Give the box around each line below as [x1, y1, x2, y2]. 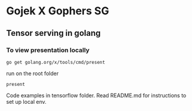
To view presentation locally [6, 46, 90, 54]
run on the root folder [6, 70, 59, 77]
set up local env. [6, 98, 47, 105]
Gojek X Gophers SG [6, 4, 109, 18]
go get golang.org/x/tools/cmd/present [6, 59, 106, 65]
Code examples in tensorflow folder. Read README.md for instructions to [6, 91, 187, 99]
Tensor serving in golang [6, 28, 101, 38]
